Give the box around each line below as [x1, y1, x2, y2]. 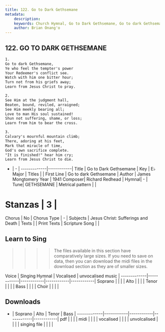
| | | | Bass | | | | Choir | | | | [5, 284, 59, 290]
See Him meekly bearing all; [5, 107, 65, 112]
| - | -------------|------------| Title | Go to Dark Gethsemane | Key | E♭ [12, 166, 156, 172]
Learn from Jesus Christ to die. [5, 157, 74, 162]
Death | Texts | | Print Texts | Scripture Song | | [5, 220, 100, 227]
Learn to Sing [5, 234, 47, 243]
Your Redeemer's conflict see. [5, 70, 69, 75]
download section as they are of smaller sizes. [54, 264, 148, 269]
